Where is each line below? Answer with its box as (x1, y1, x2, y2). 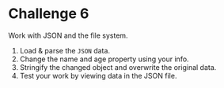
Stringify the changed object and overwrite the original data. (19, 62, 217, 71)
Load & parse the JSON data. (19, 46, 111, 55)
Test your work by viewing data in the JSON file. (19, 71, 177, 80)
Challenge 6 (8, 5, 89, 23)
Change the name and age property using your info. (19, 54, 189, 64)
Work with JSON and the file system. (8, 31, 128, 40)
